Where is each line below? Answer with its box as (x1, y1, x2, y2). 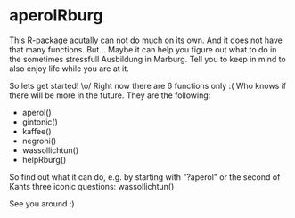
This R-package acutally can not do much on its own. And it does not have (9, 35, 283, 45)
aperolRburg (9, 5, 103, 26)
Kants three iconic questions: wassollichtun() (9, 181, 175, 191)
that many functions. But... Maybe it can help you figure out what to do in (9, 44, 277, 54)
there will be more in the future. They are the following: (9, 90, 211, 101)
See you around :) (9, 198, 75, 209)
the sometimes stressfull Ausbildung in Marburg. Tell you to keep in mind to (9, 53, 287, 64)
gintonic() (21, 117, 58, 127)
